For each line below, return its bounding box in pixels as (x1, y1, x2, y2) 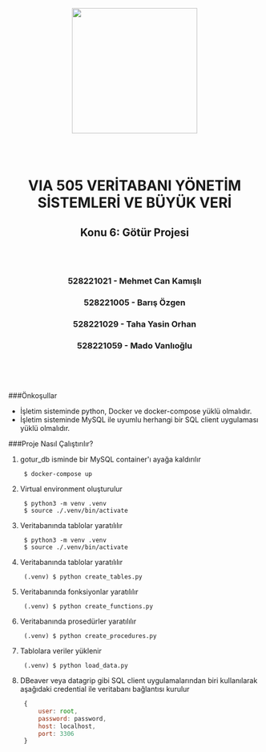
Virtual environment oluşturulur (19, 484, 123, 494)
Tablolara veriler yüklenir (19, 646, 102, 656)
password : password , (38, 714, 107, 722)
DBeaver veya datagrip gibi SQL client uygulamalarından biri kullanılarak (19, 676, 258, 685)
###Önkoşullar (8, 391, 58, 400)
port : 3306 (38, 730, 75, 738)
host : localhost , (38, 722, 96, 730)
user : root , (38, 707, 79, 715)
